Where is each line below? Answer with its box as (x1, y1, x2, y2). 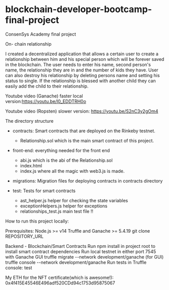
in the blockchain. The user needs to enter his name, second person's (5, 61, 151, 67)
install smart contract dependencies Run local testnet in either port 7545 (5, 248, 156, 255)
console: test (5, 265, 32, 271)
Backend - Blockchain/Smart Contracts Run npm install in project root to (5, 243, 156, 249)
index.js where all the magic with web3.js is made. (20, 168, 125, 174)
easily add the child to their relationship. (5, 83, 89, 89)
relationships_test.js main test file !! (20, 208, 94, 214)
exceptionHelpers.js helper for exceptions (20, 203, 108, 209)
